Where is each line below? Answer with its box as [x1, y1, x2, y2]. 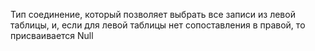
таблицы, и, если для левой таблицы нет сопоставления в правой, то [10, 19, 306, 31]
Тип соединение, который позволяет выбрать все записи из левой [10, 9, 296, 20]
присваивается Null [10, 30, 94, 41]
